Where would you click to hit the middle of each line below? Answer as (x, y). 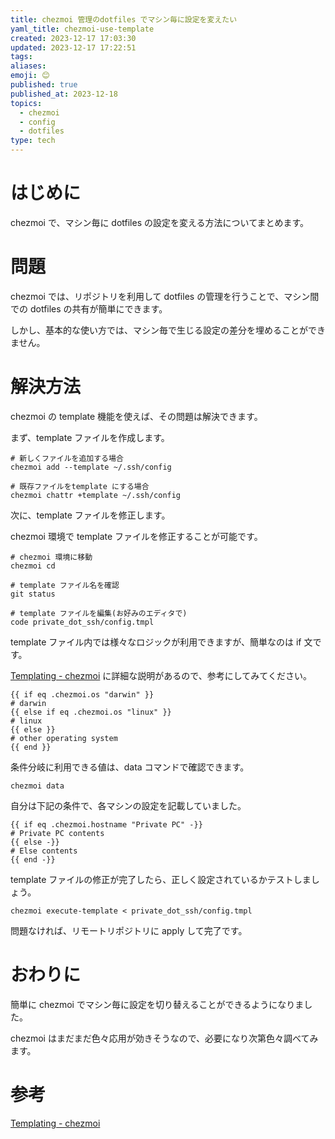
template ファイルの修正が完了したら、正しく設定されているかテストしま (161, 879)
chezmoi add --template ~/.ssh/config (91, 467)
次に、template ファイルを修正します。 (90, 515)
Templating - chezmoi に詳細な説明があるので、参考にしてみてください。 (161, 675)
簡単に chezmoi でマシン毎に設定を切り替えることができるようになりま (157, 1004)
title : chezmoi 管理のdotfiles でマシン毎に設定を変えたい (124, 19)
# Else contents (44, 851)
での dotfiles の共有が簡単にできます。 (89, 308)
